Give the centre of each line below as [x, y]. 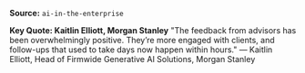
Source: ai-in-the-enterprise [67, 13]
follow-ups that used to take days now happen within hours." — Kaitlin [141, 50]
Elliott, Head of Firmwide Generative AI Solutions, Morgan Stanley [132, 59]
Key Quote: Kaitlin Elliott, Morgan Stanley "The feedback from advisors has [153, 30]
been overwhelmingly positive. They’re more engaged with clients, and [142, 40]
